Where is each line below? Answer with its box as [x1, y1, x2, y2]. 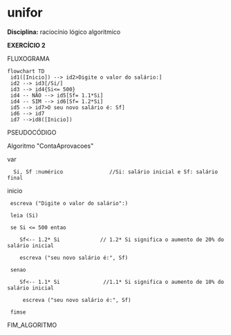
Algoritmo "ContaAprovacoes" [7, 142, 94, 150]
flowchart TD [7, 68, 45, 75]
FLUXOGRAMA [7, 54, 50, 63]
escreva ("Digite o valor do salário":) [10, 200, 129, 207]
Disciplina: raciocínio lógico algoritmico [7, 28, 121, 36]
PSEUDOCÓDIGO [7, 128, 57, 136]
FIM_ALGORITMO [7, 320, 57, 329]
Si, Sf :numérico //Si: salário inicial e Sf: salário [13, 168, 218, 175]
